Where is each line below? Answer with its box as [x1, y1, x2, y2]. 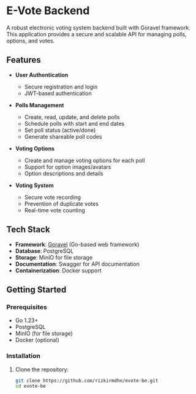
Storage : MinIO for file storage [15, 253, 93, 261]
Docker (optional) [15, 336, 59, 344]
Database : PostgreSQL [15, 247, 74, 255]
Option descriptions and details [24, 169, 104, 177]
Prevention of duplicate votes [24, 200, 99, 207]
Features [6, 55, 41, 65]
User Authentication [15, 71, 69, 79]
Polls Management [15, 101, 64, 109]
